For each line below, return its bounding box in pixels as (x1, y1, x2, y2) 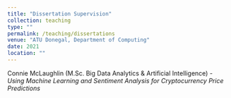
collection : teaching (7, 17, 71, 24)
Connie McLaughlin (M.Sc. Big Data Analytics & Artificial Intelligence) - (7, 68, 213, 78)
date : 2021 (7, 43, 40, 50)
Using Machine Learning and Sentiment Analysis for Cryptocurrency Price (7, 76, 224, 85)
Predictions (7, 84, 41, 92)
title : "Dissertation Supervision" (7, 10, 112, 18)
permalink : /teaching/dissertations (7, 30, 115, 37)
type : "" (7, 23, 33, 30)
